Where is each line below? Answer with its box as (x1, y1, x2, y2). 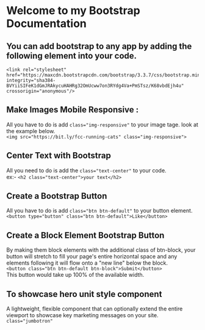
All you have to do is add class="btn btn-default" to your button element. (6, 207, 193, 215)
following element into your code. (6, 50, 137, 61)
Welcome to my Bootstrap (6, 4, 140, 18)
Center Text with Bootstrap (6, 150, 111, 161)
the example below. (6, 127, 56, 134)
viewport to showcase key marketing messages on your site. (6, 312, 159, 319)
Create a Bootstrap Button (6, 191, 107, 202)
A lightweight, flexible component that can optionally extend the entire (6, 305, 183, 312)
